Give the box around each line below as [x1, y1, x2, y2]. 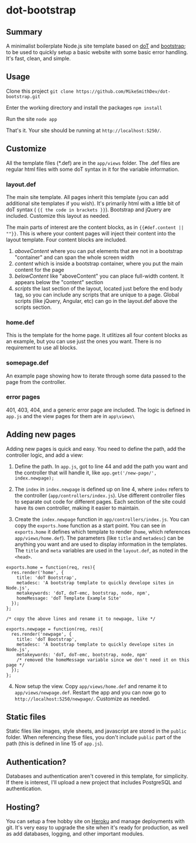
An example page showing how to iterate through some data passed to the [6, 372, 186, 379]
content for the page [14, 266, 64, 273]
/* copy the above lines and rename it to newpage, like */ [6, 616, 156, 622]
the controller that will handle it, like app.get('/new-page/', [14, 469, 157, 476]
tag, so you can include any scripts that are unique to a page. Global [14, 291, 180, 298]
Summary [6, 27, 43, 37]
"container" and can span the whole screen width [14, 254, 135, 261]
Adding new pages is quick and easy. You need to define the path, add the [6, 445, 186, 452]
